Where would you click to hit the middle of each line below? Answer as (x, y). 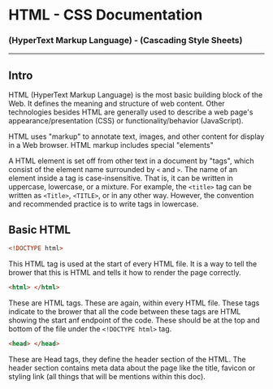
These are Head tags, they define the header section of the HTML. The (127, 359)
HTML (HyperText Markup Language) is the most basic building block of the (136, 95)
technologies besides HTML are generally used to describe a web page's (131, 112)
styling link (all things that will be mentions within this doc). (107, 376)
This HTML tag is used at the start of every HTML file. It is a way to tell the (133, 264)
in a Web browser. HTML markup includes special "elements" (111, 145)
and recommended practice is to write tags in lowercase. (104, 204)
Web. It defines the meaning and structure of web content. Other (117, 104)
